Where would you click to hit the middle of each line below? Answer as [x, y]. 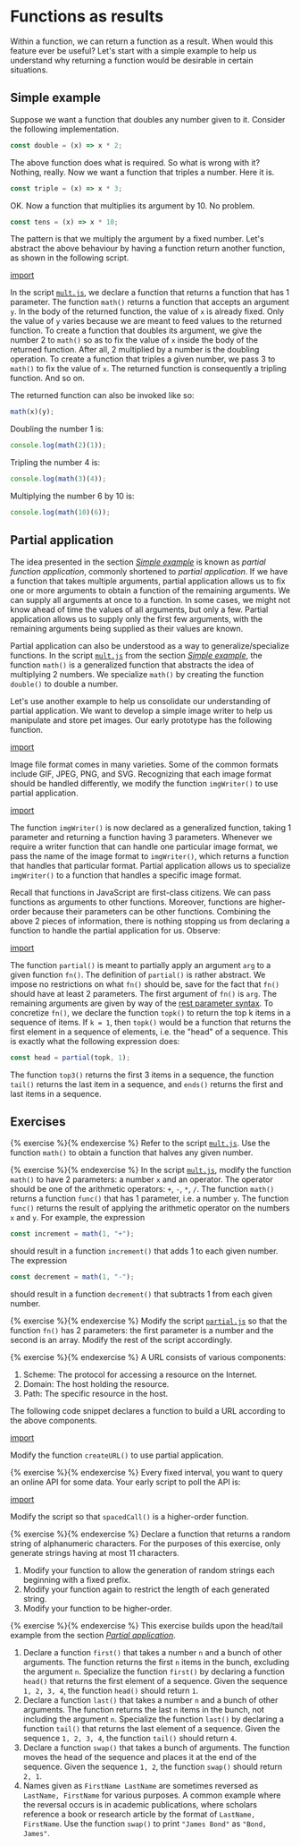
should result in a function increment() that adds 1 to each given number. [144, 1251]
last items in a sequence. [56, 1093]
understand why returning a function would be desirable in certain [132, 60]
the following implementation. [65, 129]
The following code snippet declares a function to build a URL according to [148, 1411]
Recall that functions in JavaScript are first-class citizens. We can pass [141, 892]
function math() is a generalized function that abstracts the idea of [132, 665]
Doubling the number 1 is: [57, 429]
